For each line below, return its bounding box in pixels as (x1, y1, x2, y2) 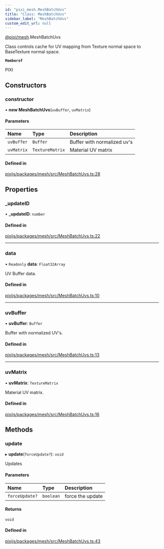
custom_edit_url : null (5, 21, 51, 26)
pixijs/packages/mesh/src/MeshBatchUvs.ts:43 (5, 538, 101, 544)
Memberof (5, 58, 23, 64)
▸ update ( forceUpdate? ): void (5, 451, 64, 457)
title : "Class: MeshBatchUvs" (5, 12, 67, 17)
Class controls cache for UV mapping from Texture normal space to (5, 44, 141, 49)
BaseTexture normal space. (5, 49, 60, 55)
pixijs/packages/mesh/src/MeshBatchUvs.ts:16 (5, 411, 100, 417)
